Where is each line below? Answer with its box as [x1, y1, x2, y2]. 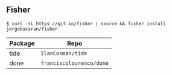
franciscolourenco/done [40, 59, 109, 67]
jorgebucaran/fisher [6, 26, 59, 32]
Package [9, 39, 35, 47]
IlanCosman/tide [40, 50, 88, 56]
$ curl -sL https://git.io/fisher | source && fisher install [6, 20, 166, 26]
